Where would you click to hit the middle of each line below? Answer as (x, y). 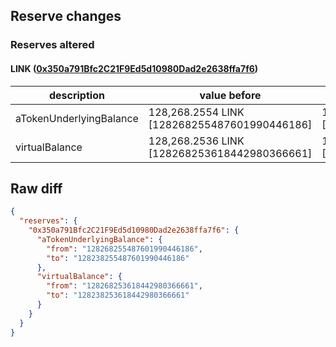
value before (230, 95)
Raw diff (36, 188)
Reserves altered (52, 45)
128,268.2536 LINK (196, 141)
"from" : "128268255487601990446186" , (124, 249)
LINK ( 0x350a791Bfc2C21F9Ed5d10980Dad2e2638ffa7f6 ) (134, 68)
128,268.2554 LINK (196, 112)
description (76, 95)
